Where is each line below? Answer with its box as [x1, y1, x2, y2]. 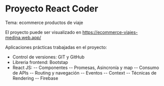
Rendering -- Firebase [12, 75, 58, 81]
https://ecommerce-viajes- [82, 29, 138, 35]
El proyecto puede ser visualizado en [5, 29, 81, 35]
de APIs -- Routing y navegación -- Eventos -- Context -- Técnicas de [12, 69, 156, 75]
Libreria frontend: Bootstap [12, 59, 68, 65]
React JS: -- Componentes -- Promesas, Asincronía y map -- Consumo [12, 64, 159, 70]
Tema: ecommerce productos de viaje [5, 19, 83, 25]
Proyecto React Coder [5, 3, 98, 14]
